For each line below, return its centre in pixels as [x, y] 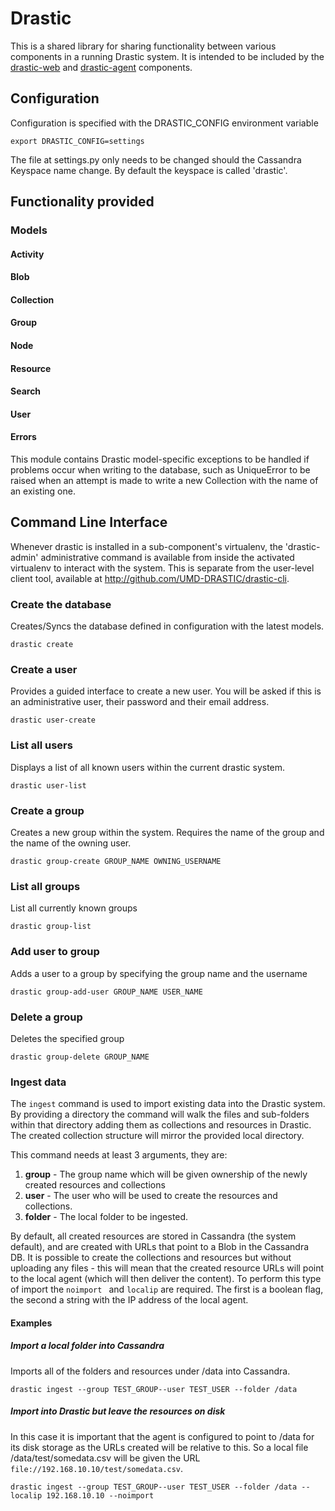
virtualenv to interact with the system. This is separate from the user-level [162, 568]
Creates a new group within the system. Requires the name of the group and [167, 833]
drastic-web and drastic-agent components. [101, 67]
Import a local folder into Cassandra [87, 1346]
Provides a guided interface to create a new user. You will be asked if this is [166, 691]
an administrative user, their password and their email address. [140, 702]
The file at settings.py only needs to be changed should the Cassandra [156, 159]
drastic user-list [48, 785]
